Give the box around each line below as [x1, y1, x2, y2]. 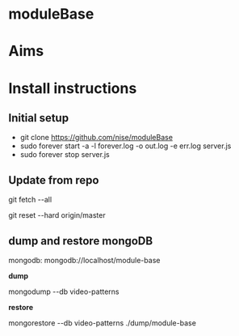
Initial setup [8, 111, 69, 125]
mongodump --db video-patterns [8, 287, 119, 296]
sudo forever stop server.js [19, 150, 111, 159]
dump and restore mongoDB [8, 234, 153, 248]
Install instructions [8, 79, 137, 97]
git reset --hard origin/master [8, 211, 107, 220]
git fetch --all [8, 195, 52, 205]
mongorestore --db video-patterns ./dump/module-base [8, 318, 196, 328]
